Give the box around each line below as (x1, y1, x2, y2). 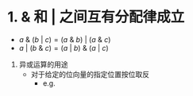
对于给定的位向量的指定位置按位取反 (30, 69, 150, 79)
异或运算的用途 (18, 60, 68, 69)
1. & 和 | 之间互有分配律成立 (7, 8, 185, 26)
